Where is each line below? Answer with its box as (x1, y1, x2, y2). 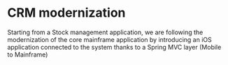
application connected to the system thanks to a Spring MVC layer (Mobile (7, 43, 222, 51)
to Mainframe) (7, 50, 48, 59)
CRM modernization (7, 5, 126, 21)
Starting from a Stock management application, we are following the (7, 28, 204, 36)
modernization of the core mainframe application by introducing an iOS (7, 35, 212, 43)
